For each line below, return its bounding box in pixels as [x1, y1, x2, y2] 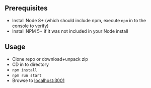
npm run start [12, 73, 42, 78]
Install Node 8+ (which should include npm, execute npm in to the [12, 17, 146, 23]
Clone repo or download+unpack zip [12, 56, 89, 62]
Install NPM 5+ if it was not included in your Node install [12, 28, 128, 34]
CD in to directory [12, 61, 49, 67]
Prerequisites [5, 4, 48, 13]
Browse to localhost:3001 [12, 77, 65, 83]
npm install [12, 67, 37, 72]
